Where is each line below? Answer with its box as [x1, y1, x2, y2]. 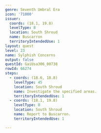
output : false [5, 57, 34, 62]
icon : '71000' [5, 12, 34, 17]
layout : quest [5, 44, 34, 48]
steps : [5, 71, 19, 76]
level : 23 [5, 48, 25, 53]
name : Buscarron [9, 35, 42, 40]
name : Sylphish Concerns [5, 52, 56, 58]
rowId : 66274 [5, 66, 32, 71]
